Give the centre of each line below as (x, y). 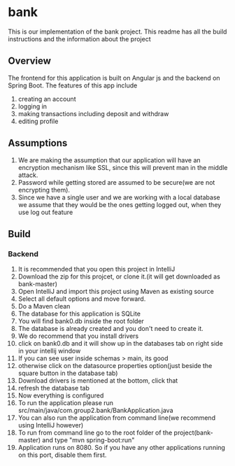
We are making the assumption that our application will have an (109, 160)
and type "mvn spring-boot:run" (88, 440)
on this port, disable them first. (62, 455)
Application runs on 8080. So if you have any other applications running (122, 448)
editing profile (38, 121)
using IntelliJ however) (51, 425)
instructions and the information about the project (79, 38)
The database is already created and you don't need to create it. (111, 329)
